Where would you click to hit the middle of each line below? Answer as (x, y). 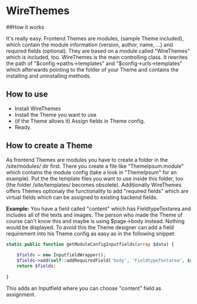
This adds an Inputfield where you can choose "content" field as (84, 288)
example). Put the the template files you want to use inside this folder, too (95, 178)
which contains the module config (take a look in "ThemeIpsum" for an (91, 172)
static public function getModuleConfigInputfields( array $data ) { (90, 244)
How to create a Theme (49, 146)
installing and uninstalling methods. (49, 76)
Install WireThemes (38, 108)
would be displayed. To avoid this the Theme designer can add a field (90, 227)
